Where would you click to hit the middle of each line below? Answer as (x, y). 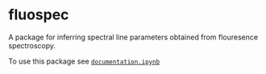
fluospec (39, 15)
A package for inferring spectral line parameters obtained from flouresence (133, 37)
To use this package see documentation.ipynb (84, 61)
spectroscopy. (32, 45)
